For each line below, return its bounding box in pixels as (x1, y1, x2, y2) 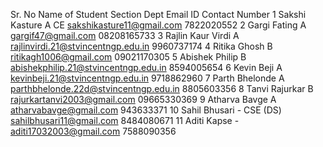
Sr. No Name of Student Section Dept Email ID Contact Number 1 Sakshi (10, 9, 307, 20)
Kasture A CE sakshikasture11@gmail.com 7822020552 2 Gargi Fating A (10, 19, 307, 31)
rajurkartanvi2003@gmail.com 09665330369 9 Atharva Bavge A (10, 94, 277, 105)
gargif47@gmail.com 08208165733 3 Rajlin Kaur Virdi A (10, 30, 240, 41)
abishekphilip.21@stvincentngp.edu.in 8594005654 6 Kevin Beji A (10, 62, 283, 73)
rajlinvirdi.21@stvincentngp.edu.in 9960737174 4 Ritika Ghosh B (10, 40, 273, 52)
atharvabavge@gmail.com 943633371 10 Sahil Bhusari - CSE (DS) (10, 104, 282, 116)
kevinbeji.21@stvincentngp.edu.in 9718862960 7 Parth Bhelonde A (10, 72, 285, 84)
